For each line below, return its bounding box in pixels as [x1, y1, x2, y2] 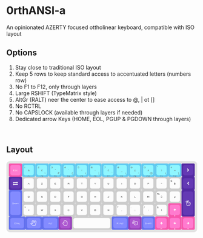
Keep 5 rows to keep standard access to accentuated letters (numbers [15, 70, 191, 78]
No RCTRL [15, 102, 41, 110]
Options [6, 48, 38, 58]
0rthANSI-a [6, 4, 66, 18]
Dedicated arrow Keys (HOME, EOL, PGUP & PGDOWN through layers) [15, 115, 191, 122]
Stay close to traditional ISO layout [15, 64, 101, 71]
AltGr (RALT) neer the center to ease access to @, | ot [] [15, 96, 155, 103]
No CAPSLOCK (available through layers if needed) [15, 108, 143, 116]
